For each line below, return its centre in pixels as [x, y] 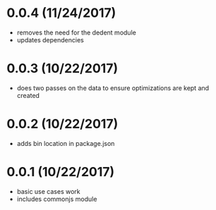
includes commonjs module [57, 199]
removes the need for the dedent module [77, 32]
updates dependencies [50, 39]
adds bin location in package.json [66, 143]
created [28, 95]
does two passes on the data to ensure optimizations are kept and [113, 88]
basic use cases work [48, 191]
